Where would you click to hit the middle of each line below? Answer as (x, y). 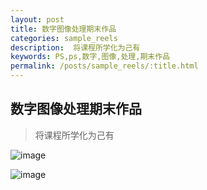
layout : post (37, 19)
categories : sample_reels (64, 38)
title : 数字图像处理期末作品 (63, 29)
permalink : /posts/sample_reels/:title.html (104, 66)
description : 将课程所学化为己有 (75, 47)
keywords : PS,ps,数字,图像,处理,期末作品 (90, 57)
